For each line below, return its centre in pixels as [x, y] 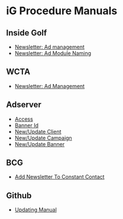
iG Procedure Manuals [62, 11]
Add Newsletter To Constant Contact [59, 177]
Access [24, 119]
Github [19, 196]
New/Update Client [38, 131]
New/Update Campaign [43, 138]
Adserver [24, 105]
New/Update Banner [40, 144]
